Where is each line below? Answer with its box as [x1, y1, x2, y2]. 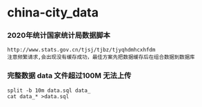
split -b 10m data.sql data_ [7, 87, 91, 94]
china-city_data [7, 5, 99, 21]
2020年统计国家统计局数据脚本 [7, 31, 110, 40]
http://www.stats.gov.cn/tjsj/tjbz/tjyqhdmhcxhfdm [7, 47, 156, 53]
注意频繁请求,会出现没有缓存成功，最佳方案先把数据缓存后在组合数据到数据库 [7, 53, 195, 61]
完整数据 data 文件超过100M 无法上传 [7, 71, 132, 80]
